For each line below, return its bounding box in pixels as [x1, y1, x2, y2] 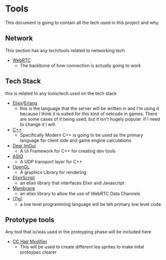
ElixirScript [12, 174, 35, 180]
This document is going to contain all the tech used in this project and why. [5, 20, 160, 26]
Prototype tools [5, 215, 55, 224]
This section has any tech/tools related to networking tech [5, 47, 125, 53]
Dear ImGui [12, 142, 36, 148]
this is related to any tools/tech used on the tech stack [5, 90, 117, 96]
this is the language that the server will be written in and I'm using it [19, 105, 159, 111]
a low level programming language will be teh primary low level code [19, 201, 161, 207]
